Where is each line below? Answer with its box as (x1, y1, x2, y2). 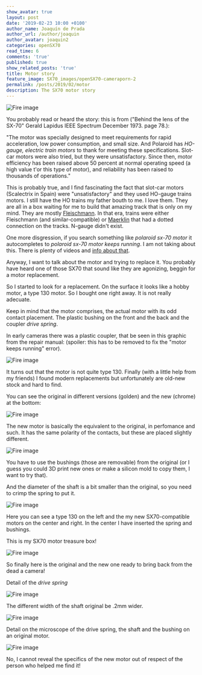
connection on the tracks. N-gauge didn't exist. (6, 222, 124, 229)
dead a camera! (6, 567, 45, 574)
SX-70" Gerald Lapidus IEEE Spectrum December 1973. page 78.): (6, 122, 170, 129)
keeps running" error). (6, 344, 62, 352)
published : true (6, 59, 47, 65)
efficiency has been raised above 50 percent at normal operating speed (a (6, 159, 191, 166)
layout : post (6, 14, 39, 21)
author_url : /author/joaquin (6, 31, 80, 37)
